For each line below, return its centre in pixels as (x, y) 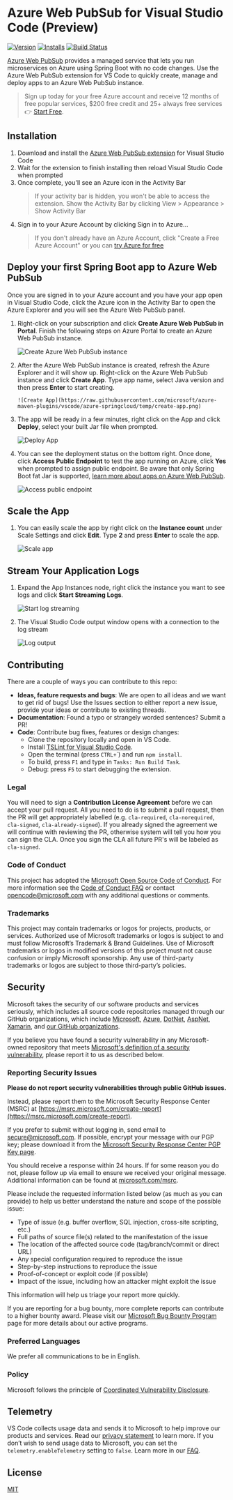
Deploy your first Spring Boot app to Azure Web (112, 267)
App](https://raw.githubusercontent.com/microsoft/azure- (131, 400)
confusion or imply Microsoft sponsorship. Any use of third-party (101, 957)
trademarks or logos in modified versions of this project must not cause (110, 950)
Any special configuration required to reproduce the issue (100, 1259)
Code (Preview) (53, 28)
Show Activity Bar (60, 211)
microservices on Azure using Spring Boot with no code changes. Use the (113, 68)
